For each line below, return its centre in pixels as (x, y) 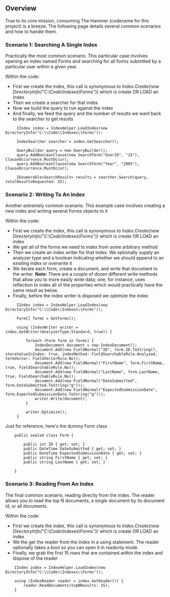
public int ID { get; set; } (54, 445)
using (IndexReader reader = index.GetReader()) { (69, 581)
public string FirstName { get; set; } (66, 458)
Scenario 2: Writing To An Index (45, 195)
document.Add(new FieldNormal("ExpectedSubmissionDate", (96, 390)
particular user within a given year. (41, 67)
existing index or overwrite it (42, 263)
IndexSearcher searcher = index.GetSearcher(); (68, 142)
